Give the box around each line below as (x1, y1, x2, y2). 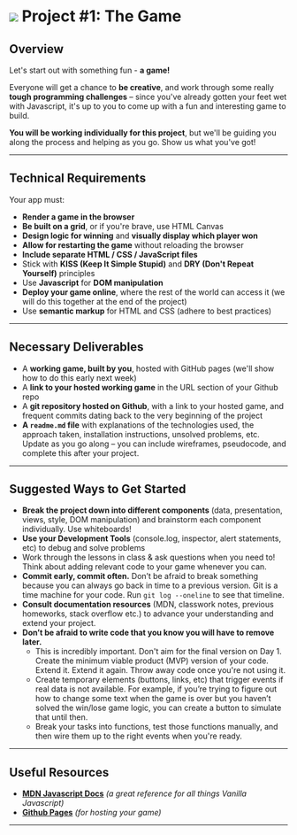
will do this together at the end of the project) (21, 296, 187, 306)
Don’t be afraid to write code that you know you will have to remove (21, 627, 275, 638)
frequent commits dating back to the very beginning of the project (21, 410, 263, 421)
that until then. (34, 712, 88, 723)
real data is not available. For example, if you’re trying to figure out (34, 684, 278, 694)
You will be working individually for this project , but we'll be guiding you (9, 128, 277, 138)
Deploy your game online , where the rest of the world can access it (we (21, 286, 286, 298)
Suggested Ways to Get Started (9, 482, 187, 497)
